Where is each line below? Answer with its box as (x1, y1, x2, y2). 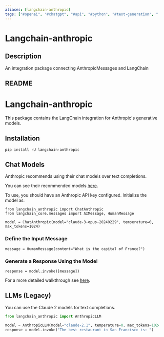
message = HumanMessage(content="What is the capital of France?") (5, 246, 145, 252)
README (5, 79, 33, 87)
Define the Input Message (5, 235, 68, 242)
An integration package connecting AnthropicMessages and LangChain (5, 65, 149, 71)
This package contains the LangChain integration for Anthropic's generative (5, 115, 158, 121)
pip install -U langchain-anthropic (5, 147, 80, 152)
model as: (5, 197, 25, 203)
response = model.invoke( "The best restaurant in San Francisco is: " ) (5, 327, 154, 332)
